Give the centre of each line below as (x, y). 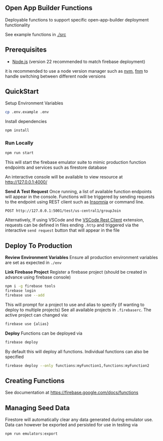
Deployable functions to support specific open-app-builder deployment (77, 20)
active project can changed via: (37, 315)
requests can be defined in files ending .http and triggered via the (72, 225)
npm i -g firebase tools (30, 286)
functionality (18, 25)
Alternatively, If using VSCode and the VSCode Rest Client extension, (75, 220)
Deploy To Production (39, 246)
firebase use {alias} (27, 324)
